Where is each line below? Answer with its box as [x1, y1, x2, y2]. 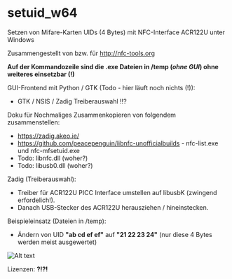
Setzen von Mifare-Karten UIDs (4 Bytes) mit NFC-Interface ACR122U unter [7, 28, 226, 36]
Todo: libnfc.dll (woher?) [17, 154, 88, 162]
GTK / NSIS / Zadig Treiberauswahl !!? [17, 96, 128, 106]
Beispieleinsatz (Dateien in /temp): [7, 217, 107, 225]
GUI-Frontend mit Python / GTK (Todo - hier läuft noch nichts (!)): [7, 83, 196, 92]
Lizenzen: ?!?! [7, 264, 48, 273]
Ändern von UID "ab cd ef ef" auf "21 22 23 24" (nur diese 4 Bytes [17, 230, 212, 238]
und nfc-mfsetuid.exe [17, 146, 81, 155]
